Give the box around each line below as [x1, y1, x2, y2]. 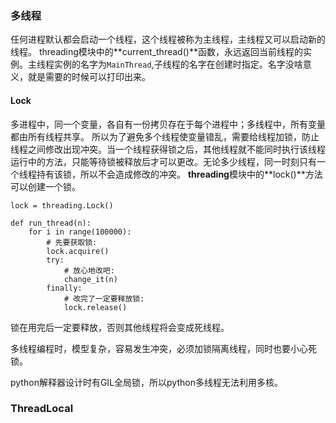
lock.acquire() [46, 246, 110, 256]
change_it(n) [63, 274, 118, 284]
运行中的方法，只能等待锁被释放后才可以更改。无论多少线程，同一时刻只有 [10, 155, 317, 167]
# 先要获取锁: [46, 237, 98, 247]
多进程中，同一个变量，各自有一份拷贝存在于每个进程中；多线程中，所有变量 [10, 118, 326, 130]
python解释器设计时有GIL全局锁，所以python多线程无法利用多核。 [10, 376, 283, 388]
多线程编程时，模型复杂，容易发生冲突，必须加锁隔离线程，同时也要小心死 [10, 342, 317, 354]
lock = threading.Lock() [10, 200, 114, 211]
